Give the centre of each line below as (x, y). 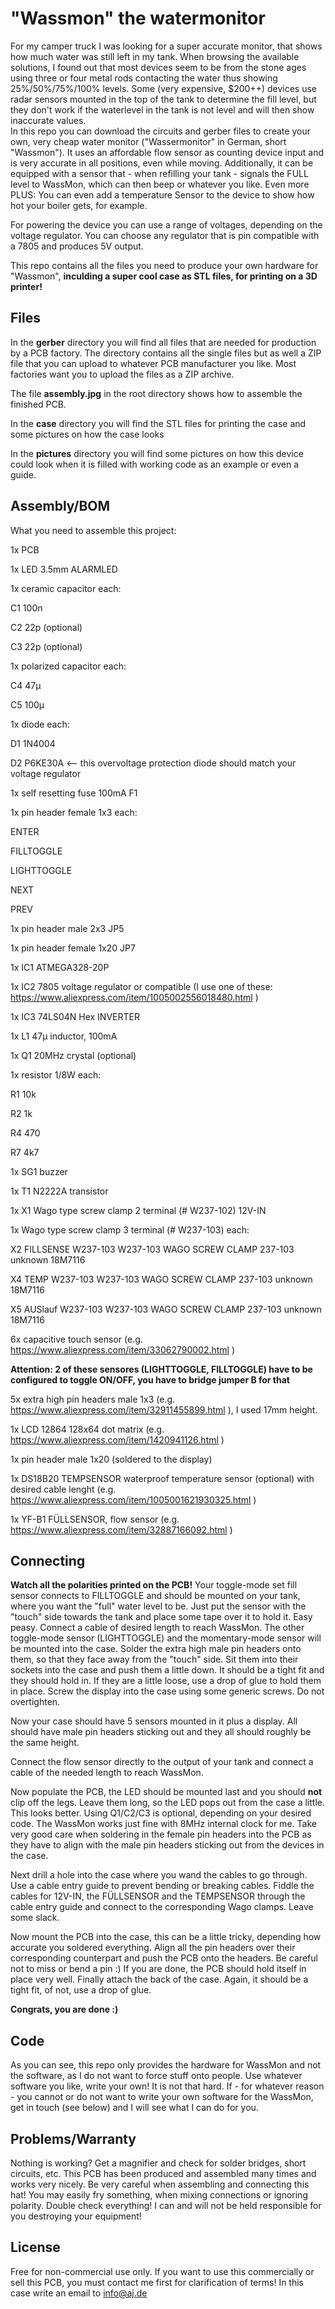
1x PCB (25, 549)
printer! (26, 286)
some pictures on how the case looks (87, 434)
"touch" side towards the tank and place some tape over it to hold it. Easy (161, 1617)
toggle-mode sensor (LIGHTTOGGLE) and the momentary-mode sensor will (166, 1638)
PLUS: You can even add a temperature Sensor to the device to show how (162, 194)
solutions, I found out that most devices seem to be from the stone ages (158, 67)
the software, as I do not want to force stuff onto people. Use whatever (156, 2076)
